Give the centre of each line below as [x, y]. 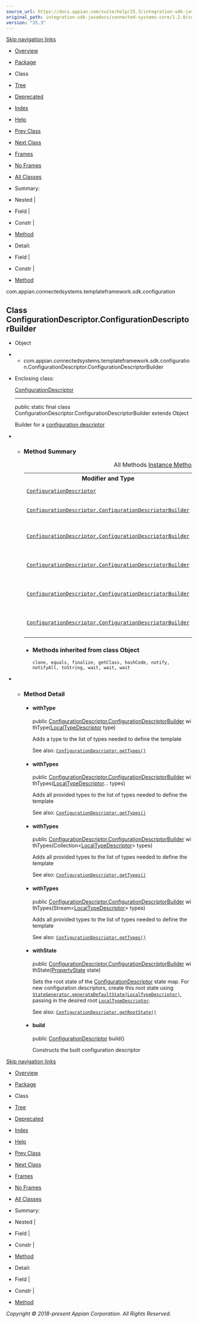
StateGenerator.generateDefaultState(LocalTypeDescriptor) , [107, 994]
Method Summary [50, 451]
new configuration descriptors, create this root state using [103, 988]
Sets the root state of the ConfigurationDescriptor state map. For [111, 981]
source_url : [21, 12]
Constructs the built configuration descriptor [86, 1050]
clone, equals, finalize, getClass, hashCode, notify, [101, 662]
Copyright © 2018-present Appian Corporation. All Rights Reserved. [89, 1314]
